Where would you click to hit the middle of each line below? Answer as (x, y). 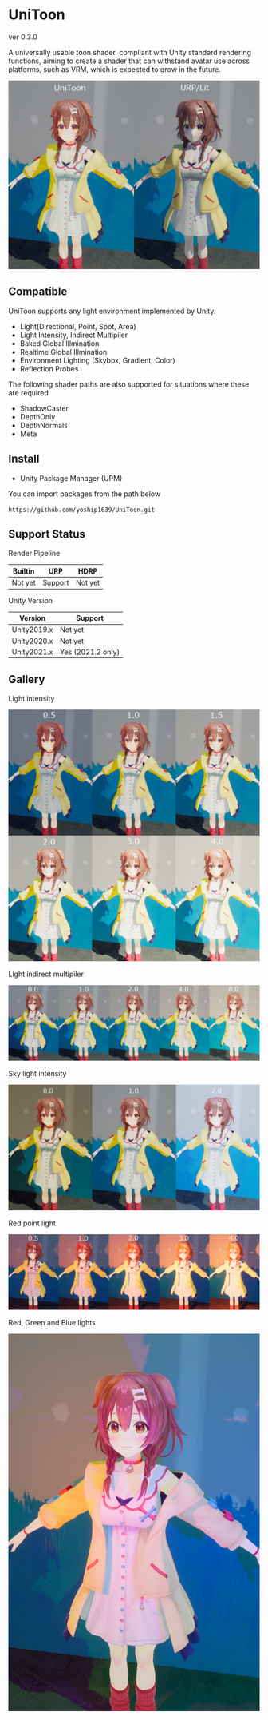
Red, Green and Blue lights (52, 1323)
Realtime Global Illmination (63, 352)
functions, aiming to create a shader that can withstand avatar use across (129, 61)
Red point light (32, 1223)
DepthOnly (37, 416)
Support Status (47, 534)
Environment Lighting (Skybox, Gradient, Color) (97, 360)
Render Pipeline (34, 554)
